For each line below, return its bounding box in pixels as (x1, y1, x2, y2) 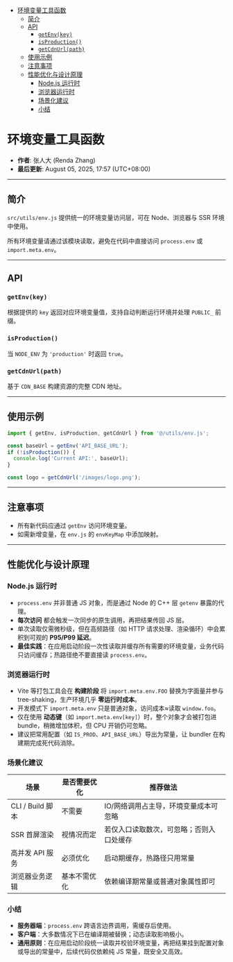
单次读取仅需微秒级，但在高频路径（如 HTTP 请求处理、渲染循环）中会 (17, 624, 220, 633)
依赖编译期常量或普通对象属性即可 (104, 877, 216, 886)
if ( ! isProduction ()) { (7, 448, 76, 456)
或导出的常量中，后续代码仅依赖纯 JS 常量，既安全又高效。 (17, 947, 187, 956)
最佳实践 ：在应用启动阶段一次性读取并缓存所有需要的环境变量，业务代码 (17, 641, 224, 650)
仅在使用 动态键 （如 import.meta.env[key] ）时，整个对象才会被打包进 (17, 712, 217, 720)
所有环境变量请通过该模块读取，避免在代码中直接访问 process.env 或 (7, 237, 203, 245)
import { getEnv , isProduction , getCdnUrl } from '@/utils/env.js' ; (7, 430, 209, 437)
